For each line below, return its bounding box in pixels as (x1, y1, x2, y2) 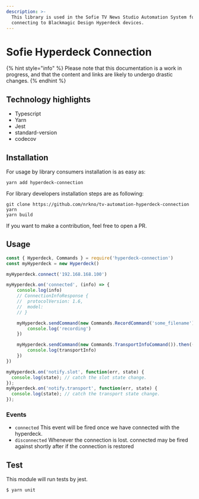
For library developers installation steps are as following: (6, 190, 144, 197)
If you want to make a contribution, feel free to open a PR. (6, 222, 147, 229)
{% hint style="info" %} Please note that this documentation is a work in (6, 65, 182, 72)
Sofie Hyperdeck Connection (6, 45, 152, 59)
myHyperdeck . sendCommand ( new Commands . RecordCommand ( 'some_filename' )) (17, 320, 197, 326)
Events (6, 410, 27, 418)
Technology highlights (6, 94, 91, 104)
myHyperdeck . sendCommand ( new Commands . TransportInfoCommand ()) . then (17, 342, 190, 348)
